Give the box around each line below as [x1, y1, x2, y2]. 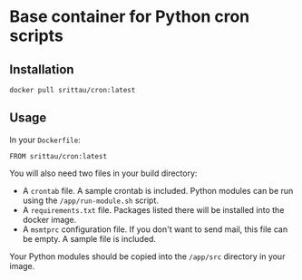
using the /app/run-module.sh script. [22, 195, 159, 206]
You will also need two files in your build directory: [9, 168, 198, 179]
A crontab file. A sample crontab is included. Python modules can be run [22, 185, 294, 196]
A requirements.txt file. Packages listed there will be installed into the [22, 204, 285, 215]
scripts [9, 25, 63, 46]
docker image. [22, 214, 77, 225]
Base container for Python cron [9, 6, 250, 27]
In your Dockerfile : [9, 134, 82, 145]
